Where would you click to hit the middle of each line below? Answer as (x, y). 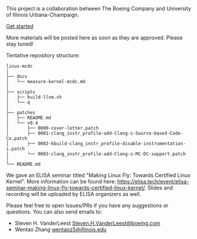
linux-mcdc (19, 66)
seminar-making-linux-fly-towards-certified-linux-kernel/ (75, 188)
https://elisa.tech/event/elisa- (153, 181)
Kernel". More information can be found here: (61, 181)
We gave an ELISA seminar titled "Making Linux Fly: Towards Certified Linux (98, 175)
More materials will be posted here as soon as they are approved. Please (94, 37)
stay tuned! (20, 44)
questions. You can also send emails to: (54, 212)
